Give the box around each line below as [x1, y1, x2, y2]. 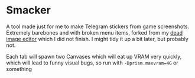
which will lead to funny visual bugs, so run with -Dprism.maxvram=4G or [6, 59, 178, 66]
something [6, 65, 32, 72]
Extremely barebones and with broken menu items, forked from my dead [6, 29, 183, 36]
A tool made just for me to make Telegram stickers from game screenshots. [6, 23, 190, 30]
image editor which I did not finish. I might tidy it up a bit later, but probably [6, 35, 189, 42]
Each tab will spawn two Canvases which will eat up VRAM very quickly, [6, 53, 182, 60]
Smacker [6, 4, 51, 17]
